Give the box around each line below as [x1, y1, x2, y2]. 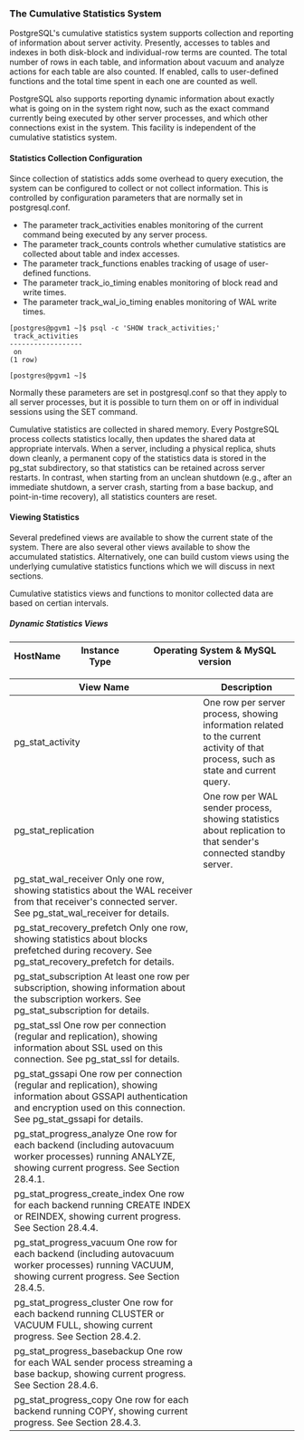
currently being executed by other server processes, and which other [9, 112, 269, 124]
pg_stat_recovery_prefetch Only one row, [14, 921, 188, 934]
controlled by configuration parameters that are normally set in [9, 192, 243, 203]
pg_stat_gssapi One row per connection [14, 1067, 183, 1080]
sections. [9, 570, 43, 581]
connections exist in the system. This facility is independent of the [9, 122, 256, 133]
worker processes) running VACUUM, [14, 1258, 175, 1271]
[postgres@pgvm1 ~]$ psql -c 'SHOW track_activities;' [9, 323, 221, 332]
